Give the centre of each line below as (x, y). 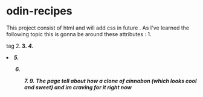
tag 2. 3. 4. (20, 46)
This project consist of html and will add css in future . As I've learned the (98, 28)
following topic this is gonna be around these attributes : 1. (79, 34)
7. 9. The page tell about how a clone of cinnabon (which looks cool (110, 81)
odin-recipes (39, 11)
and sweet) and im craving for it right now (78, 87)
